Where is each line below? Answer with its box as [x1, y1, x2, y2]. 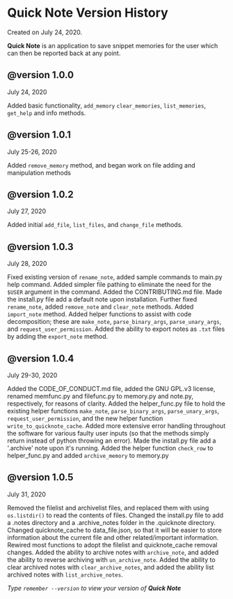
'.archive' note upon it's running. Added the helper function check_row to [7, 444, 214, 452]
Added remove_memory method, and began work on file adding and [7, 161, 196, 169]
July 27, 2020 [7, 207, 47, 216]
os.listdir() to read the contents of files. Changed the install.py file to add [7, 511, 224, 519]
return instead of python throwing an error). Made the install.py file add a [7, 436, 216, 445]
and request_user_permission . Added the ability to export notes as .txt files [7, 325, 225, 333]
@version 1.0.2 [7, 188, 74, 200]
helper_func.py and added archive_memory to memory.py [7, 452, 169, 459]
